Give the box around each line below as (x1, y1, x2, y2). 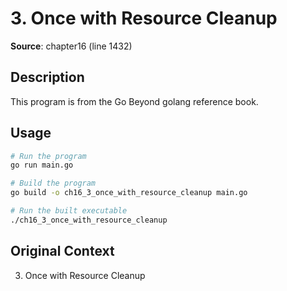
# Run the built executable (10, 206, 128, 216)
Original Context (10, 243, 115, 260)
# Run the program (10, 151, 87, 161)
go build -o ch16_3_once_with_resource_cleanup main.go (10, 188, 248, 198)
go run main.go (10, 160, 74, 171)
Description (10, 69, 85, 86)
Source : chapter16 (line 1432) (10, 40, 133, 52)
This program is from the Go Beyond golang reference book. (10, 95, 259, 107)
